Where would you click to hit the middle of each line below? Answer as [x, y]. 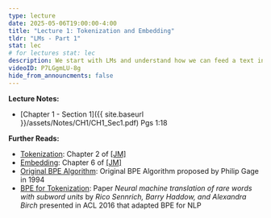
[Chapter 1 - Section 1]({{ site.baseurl [81, 114]
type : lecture [32, 16]
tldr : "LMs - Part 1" [45, 38]
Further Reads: [34, 138]
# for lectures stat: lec [52, 53]
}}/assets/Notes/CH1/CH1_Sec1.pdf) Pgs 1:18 [94, 122]
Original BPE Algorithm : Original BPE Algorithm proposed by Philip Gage [140, 171]
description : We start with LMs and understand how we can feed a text [131, 61]
